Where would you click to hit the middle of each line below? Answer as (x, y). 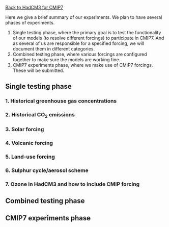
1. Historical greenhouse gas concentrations (61, 101)
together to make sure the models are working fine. (66, 60)
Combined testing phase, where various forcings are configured (80, 54)
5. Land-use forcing (30, 157)
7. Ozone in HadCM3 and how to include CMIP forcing (73, 184)
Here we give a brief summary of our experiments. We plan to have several (84, 17)
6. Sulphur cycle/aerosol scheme (47, 170)
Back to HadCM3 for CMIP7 (34, 7)
